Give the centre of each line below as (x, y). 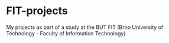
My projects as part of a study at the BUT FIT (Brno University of (85, 27)
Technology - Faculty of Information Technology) (66, 33)
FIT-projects (37, 11)
